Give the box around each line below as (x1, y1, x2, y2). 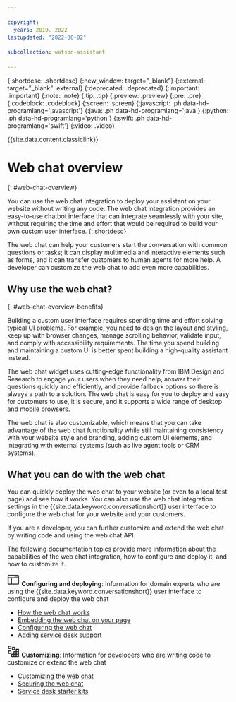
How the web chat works (17, 608, 90, 617)
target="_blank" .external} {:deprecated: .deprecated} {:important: (7, 83, 199, 92)
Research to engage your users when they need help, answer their (7, 374, 201, 383)
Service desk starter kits (17, 687, 89, 696)
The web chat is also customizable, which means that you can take (7, 418, 202, 427)
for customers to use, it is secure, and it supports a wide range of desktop (7, 397, 223, 405)
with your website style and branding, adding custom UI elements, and (7, 433, 213, 441)
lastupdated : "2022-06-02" (7, 34, 87, 41)
